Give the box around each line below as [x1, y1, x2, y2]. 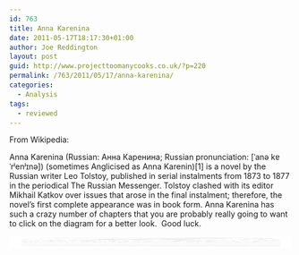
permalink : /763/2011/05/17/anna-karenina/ [9, 72, 175, 81]
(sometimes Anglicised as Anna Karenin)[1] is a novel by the [45, 161, 267, 172]
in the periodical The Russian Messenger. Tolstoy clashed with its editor [9, 180, 274, 191]
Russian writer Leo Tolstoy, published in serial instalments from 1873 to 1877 [9, 171, 290, 182]
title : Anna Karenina [9, 23, 90, 33]
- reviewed [17, 108, 58, 118]
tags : [9, 99, 30, 108]
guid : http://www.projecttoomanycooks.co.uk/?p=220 [9, 62, 206, 71]
